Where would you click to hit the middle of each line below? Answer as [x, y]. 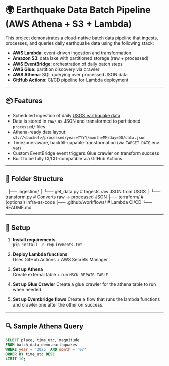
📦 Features [24, 101]
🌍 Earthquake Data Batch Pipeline [78, 10]
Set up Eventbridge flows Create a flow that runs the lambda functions [86, 299]
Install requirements [34, 240]
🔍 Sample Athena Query [45, 326]
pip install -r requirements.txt [48, 245]
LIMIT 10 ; [16, 359]
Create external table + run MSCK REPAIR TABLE [60, 275]
